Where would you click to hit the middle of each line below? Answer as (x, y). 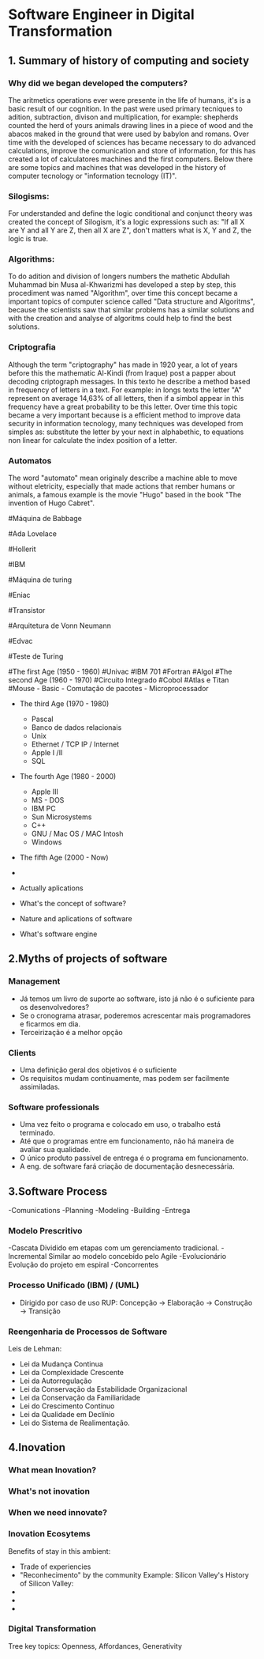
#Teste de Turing (36, 656)
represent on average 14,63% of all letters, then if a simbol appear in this (126, 398)
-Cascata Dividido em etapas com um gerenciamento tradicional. (113, 1248)
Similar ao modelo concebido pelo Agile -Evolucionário (138, 1257)
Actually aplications (52, 888)
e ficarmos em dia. (50, 1024)
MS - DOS (48, 800)
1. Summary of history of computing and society (129, 60)
